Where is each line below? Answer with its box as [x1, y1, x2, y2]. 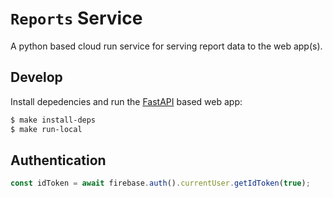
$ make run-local [10, 124, 83, 134]
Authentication [10, 152, 107, 169]
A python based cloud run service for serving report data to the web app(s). [10, 40, 323, 52]
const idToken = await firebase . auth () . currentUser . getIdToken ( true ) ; [10, 178, 311, 189]
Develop [10, 69, 63, 86]
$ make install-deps [10, 115, 97, 125]
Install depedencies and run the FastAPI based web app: [10, 95, 243, 107]
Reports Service [10, 7, 143, 30]
